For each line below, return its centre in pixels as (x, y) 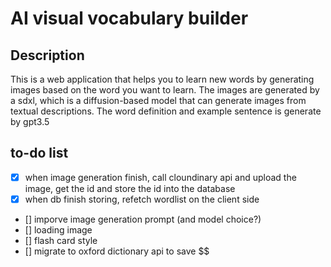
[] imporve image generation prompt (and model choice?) (143, 219)
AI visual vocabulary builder (129, 18)
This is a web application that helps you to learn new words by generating (162, 79)
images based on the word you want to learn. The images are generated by (165, 90)
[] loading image (58, 229)
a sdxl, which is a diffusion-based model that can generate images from (158, 100)
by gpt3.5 (30, 121)
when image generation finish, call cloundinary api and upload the (160, 177)
